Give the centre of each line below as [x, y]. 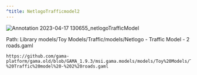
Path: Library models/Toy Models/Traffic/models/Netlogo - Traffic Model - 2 [98, 39]
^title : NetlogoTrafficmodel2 [43, 11]
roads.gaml [20, 45]
